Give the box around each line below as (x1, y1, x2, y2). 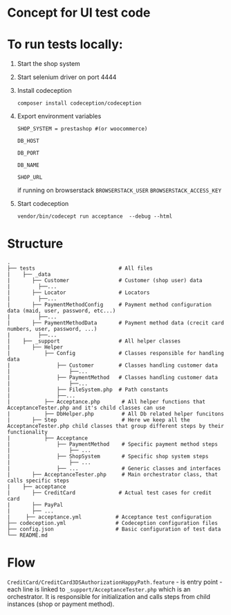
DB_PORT (17, 150, 39, 157)
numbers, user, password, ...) (7, 326, 98, 333)
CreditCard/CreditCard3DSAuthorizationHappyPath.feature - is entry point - (7, 578, 223, 586)
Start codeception (17, 200, 69, 208)
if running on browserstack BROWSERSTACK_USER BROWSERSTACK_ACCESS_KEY (17, 186, 222, 195)
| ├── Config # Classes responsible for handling (7, 350, 225, 357)
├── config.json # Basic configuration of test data (7, 526, 221, 533)
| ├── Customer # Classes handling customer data (7, 362, 218, 369)
